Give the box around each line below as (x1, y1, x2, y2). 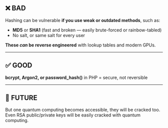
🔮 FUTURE (5, 93, 37, 102)
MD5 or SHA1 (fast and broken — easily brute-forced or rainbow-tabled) (12, 27, 162, 33)
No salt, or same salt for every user (12, 32, 85, 38)
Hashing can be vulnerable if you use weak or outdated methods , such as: (5, 17, 160, 23)
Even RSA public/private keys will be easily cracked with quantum (5, 112, 141, 118)
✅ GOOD (5, 61, 32, 69)
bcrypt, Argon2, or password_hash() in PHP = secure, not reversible (5, 74, 148, 80)
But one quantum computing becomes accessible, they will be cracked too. (5, 107, 160, 113)
